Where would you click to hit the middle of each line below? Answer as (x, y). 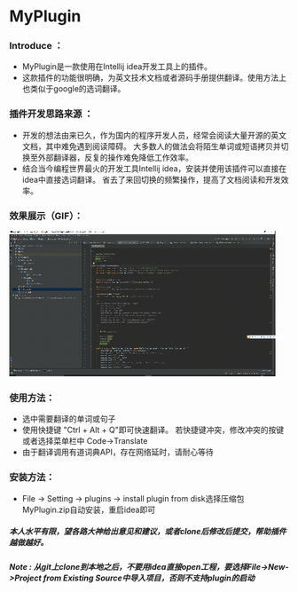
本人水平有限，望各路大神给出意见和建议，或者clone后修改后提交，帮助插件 (148, 532)
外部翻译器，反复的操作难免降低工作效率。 (115, 157)
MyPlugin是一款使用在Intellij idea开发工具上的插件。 (117, 67)
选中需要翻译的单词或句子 (69, 419)
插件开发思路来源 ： (51, 114)
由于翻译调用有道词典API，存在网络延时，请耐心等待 (118, 452)
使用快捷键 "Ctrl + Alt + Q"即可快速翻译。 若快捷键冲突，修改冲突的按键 (153, 430)
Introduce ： (36, 46)
